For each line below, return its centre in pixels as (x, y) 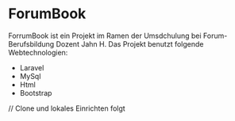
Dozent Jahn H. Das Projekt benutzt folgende (130, 43)
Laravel (32, 67)
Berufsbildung (31, 43)
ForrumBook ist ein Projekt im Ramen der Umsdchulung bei (105, 36)
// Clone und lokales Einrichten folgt (67, 108)
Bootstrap (36, 93)
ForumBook (47, 14)
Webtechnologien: (38, 52)
